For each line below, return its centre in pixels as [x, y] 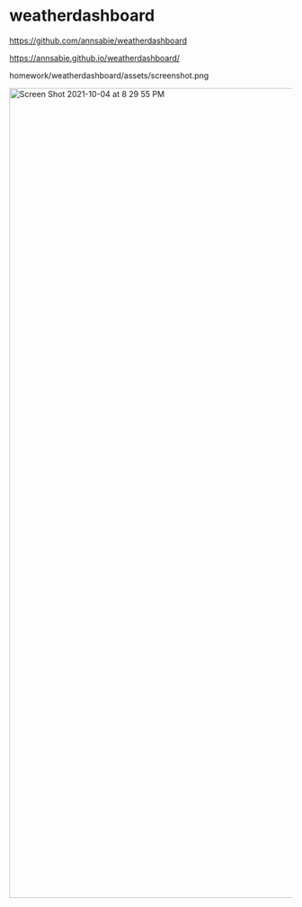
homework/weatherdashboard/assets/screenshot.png [109, 75]
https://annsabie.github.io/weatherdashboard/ [95, 58]
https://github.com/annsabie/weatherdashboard [98, 40]
